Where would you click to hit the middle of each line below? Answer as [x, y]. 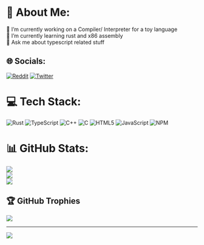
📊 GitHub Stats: [48, 148]
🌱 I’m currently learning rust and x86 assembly [65, 35]
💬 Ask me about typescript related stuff [56, 42]
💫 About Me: [38, 12]
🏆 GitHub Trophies [43, 201]
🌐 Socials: [26, 61]
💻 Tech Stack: [44, 101]
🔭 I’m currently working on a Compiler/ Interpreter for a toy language [92, 29]
